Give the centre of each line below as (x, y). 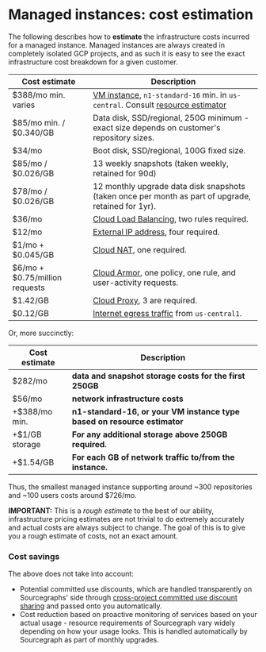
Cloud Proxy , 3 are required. (145, 300)
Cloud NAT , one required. (140, 249)
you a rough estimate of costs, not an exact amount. (93, 536)
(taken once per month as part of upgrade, (172, 196)
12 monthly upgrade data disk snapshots (169, 186)
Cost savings (34, 556)
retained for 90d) (124, 173)
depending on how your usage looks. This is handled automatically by (133, 631)
